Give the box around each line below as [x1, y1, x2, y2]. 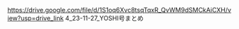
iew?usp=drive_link [7, 14, 64, 22]
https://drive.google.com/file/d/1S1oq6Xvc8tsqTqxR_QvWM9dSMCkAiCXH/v [7, 6, 232, 14]
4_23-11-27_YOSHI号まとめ [65, 14, 144, 22]
